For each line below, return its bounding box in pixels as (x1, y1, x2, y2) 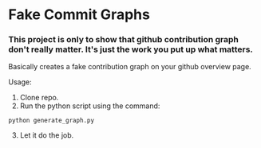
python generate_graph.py (8, 117, 94, 125)
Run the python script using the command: (19, 101, 160, 111)
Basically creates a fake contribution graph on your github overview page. (8, 62, 251, 72)
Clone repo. (19, 93, 59, 103)
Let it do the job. (19, 130, 74, 140)
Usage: (8, 77, 32, 87)
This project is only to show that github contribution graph (8, 34, 239, 45)
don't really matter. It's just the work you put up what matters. (8, 44, 254, 55)
